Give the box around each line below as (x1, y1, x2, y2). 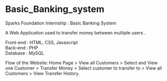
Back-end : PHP (5, 44, 38, 50)
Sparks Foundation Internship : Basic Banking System (5, 20, 117, 26)
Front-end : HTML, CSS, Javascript (5, 39, 78, 45)
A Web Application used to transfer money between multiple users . (5, 29, 146, 35)
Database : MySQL (5, 50, 44, 56)
